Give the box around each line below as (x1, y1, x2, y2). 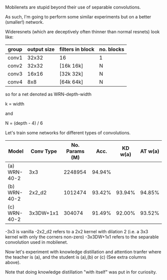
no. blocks (99, 46, 125, 53)
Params (66, 148, 85, 155)
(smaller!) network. (5, 19, 44, 25)
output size (27, 46, 55, 53)
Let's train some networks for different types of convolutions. (5, 130, 131, 136)
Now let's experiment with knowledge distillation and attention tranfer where (5, 249, 162, 255)
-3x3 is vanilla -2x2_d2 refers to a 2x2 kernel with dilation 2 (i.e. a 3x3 (5, 229, 148, 234)
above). (5, 260, 21, 265)
